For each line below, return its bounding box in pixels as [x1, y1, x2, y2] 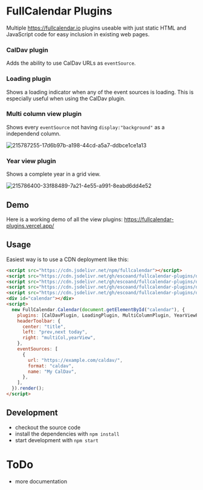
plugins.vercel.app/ [6, 222, 54, 229]
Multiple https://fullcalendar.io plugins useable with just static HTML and [6, 24, 187, 31]
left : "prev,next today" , [22, 329, 88, 335]
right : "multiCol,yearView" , [22, 335, 96, 341]
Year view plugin [6, 156, 56, 165]
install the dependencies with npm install [14, 430, 120, 437]
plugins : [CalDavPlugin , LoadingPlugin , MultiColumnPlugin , [17, 312, 172, 318]
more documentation [14, 477, 68, 485]
